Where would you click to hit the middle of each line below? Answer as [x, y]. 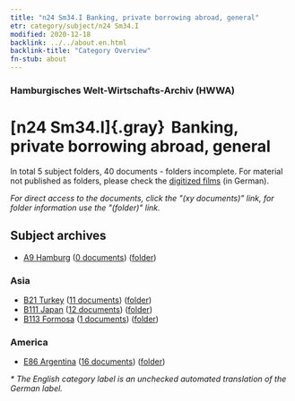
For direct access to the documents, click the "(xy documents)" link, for [142, 198]
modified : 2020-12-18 [51, 34]
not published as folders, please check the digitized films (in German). [140, 181]
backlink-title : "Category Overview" [81, 51]
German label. [37, 388]
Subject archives [58, 236]
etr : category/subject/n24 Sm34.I [75, 26]
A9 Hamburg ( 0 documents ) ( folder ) [90, 257]
